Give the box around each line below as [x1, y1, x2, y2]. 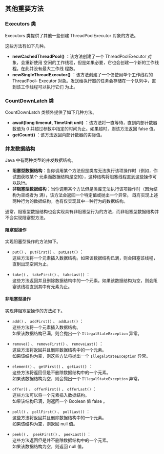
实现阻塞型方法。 [13, 215, 48, 221]
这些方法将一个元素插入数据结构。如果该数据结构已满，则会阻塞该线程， [12, 255, 158, 261]
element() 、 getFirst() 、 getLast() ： [12, 363, 93, 369]
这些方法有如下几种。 [5, 43, 48, 49]
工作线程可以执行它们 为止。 [20, 84, 78, 89]
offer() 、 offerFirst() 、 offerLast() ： [12, 386, 97, 392]
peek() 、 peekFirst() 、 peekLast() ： [12, 431, 91, 437]
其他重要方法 [5, 4, 44, 13]
